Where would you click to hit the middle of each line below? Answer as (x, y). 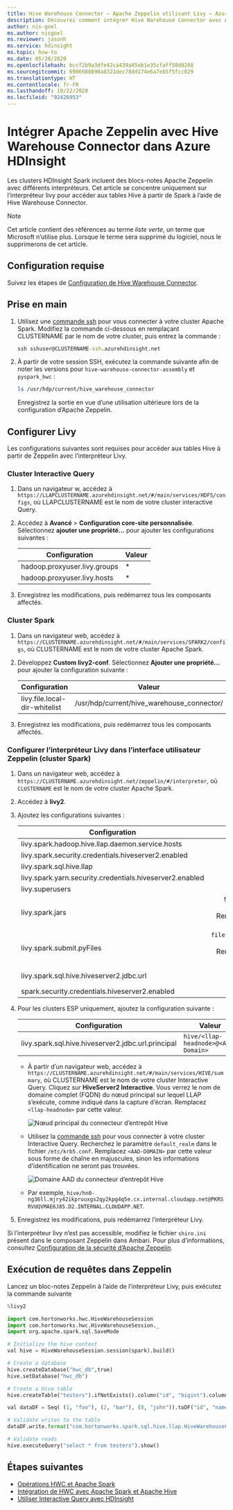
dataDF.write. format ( (38, 1427)
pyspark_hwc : (36, 377)
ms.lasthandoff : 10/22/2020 (48, 91)
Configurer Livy (42, 432)
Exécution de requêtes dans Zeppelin (89, 1270)
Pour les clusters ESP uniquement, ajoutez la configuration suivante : (115, 1009)
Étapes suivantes (45, 1467)
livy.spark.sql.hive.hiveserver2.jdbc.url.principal (98, 1043)
